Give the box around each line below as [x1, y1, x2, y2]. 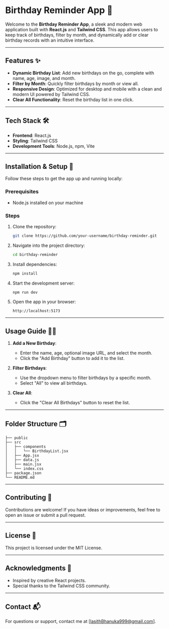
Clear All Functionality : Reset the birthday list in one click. [12, 97, 134, 103]
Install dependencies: [12, 261, 57, 267]
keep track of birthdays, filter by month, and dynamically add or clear [5, 32, 149, 38]
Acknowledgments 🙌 [5, 564, 72, 573]
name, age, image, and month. [12, 75, 76, 81]
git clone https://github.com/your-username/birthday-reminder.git [12, 233, 157, 238]
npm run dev [12, 290, 38, 295]
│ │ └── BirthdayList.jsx [5, 448, 69, 454]
